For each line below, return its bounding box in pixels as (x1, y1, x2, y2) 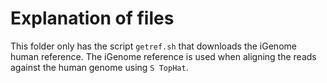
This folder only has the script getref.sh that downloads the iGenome (10, 40, 297, 52)
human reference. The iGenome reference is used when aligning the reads (10, 50, 317, 62)
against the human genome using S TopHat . (10, 61, 189, 73)
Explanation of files (10, 7, 175, 30)
